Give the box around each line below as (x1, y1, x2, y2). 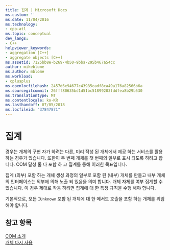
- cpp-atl (5, 27, 27, 32)
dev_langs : (5, 36, 29, 41)
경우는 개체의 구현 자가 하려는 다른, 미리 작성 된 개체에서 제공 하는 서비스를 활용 (5, 148, 163, 155)
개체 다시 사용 (5, 239, 33, 245)
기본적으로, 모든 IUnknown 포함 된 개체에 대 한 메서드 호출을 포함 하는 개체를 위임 (5, 195, 165, 202)
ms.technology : (5, 21, 38, 27)
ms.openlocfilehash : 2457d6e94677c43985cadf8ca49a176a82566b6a (5, 83, 143, 88)
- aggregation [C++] (5, 50, 50, 55)
